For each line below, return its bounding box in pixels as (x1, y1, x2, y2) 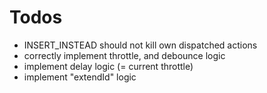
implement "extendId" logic (23, 71, 137, 83)
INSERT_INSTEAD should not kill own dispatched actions (23, 39, 258, 51)
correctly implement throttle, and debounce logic (23, 49, 226, 61)
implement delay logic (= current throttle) (23, 60, 194, 72)
